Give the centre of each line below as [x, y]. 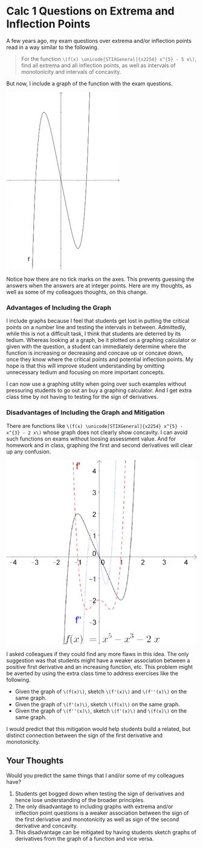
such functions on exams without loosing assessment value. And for [91, 439]
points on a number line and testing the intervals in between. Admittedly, [96, 327]
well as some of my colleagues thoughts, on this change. [77, 292]
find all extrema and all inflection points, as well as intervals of [98, 65]
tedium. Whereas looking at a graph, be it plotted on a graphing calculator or [101, 340]
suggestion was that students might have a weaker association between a [98, 660]
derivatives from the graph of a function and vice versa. [84, 838]
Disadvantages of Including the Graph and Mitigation [85, 413]
